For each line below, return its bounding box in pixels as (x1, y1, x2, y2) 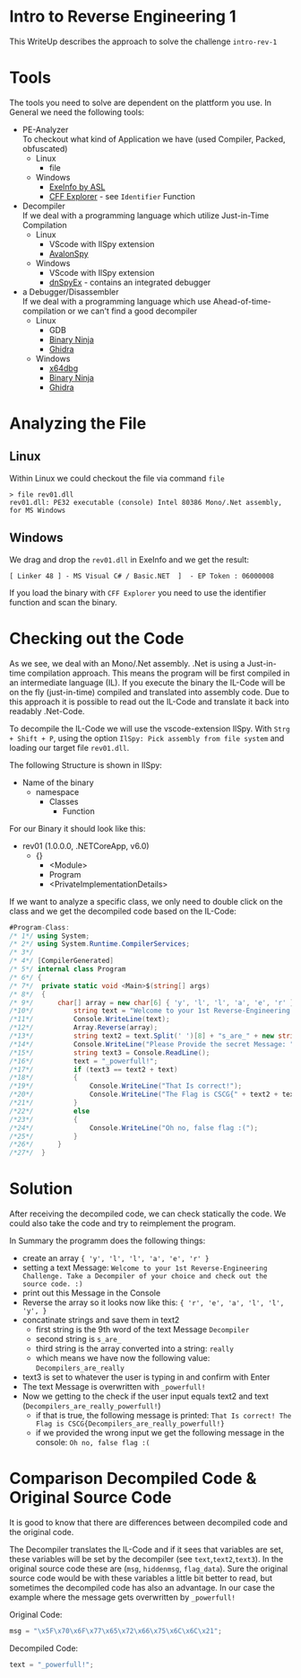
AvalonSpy (48, 248, 89, 259)
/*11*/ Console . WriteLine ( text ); (9, 1015, 170, 1024)
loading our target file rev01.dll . (9, 742, 130, 753)
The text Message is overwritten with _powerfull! (21, 1382, 206, 1392)
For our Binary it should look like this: (9, 823, 146, 834)
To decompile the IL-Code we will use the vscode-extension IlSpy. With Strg (9, 723, 291, 734)
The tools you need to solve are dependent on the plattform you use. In (9, 97, 271, 108)
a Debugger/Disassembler (21, 286, 119, 297)
